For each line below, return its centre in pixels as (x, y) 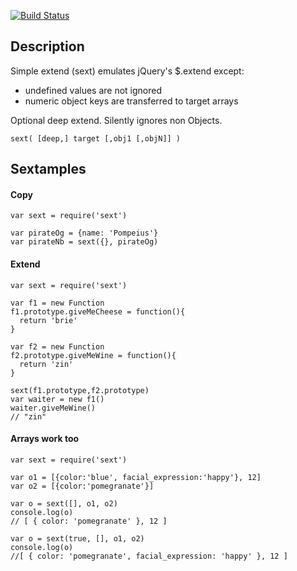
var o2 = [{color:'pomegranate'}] (82, 486)
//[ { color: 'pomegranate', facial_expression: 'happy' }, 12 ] (149, 556)
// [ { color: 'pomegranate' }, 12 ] (89, 521)
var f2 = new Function (57, 346)
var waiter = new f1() (57, 399)
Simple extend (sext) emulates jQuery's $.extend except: (127, 71)
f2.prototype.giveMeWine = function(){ (93, 355)
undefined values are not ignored (93, 90)
